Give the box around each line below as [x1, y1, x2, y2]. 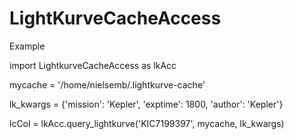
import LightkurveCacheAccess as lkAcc [9, 59, 177, 71]
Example [9, 40, 46, 52]
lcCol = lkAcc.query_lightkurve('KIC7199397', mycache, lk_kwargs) [9, 117, 285, 129]
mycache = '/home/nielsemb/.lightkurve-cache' [9, 78, 206, 91]
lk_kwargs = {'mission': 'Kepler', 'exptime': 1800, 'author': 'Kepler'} [9, 98, 284, 110]
